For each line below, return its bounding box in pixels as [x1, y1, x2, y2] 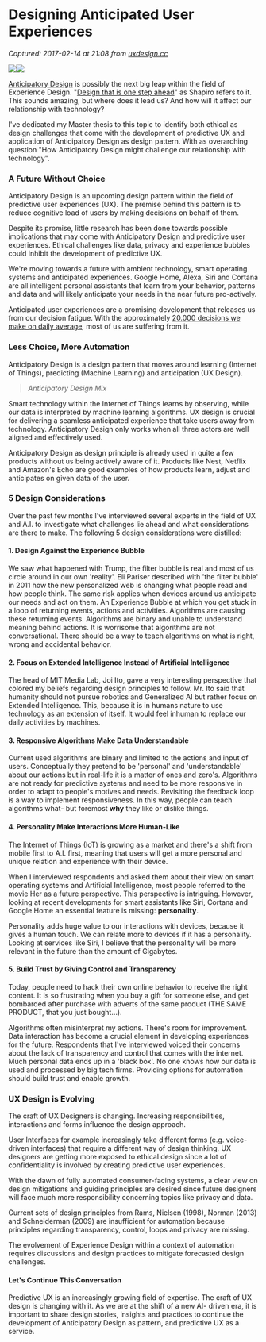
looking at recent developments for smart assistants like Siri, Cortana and [8, 897, 249, 906]
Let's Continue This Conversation [8, 1275, 121, 1285]
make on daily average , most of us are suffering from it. [8, 321, 190, 331]
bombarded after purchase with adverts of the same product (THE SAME [8, 998, 247, 1009]
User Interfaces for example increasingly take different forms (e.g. [8, 1135, 225, 1144]
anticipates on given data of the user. [8, 473, 130, 483]
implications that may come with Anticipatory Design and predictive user [8, 232, 246, 241]
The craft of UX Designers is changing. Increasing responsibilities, [8, 1111, 225, 1121]
